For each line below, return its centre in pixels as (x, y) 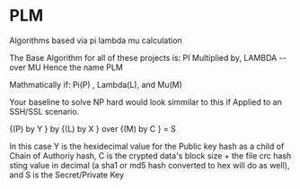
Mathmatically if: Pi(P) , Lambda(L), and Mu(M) (96, 84)
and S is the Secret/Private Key (66, 175)
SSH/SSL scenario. (44, 111)
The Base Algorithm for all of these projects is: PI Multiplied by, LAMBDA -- (148, 57)
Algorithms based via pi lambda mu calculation (96, 40)
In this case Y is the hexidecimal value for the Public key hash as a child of (147, 146)
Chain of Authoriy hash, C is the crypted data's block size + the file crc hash (150, 155)
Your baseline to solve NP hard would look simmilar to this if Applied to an (146, 102)
